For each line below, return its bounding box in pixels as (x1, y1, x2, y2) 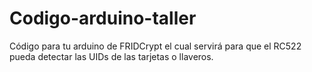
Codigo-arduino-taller (9, 7, 197, 30)
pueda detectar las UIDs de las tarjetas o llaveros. (9, 50, 214, 62)
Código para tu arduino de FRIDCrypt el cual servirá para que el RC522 (9, 40, 302, 52)
